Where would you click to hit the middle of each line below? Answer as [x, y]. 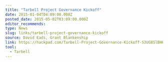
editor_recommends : [25, 24]
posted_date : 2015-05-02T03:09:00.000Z [47, 19]
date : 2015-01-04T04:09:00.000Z [39, 14]
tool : [11, 47]
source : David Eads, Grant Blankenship [47, 38]
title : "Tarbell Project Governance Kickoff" [53, 10]
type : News [16, 28]
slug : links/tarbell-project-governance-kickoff [57, 33]
